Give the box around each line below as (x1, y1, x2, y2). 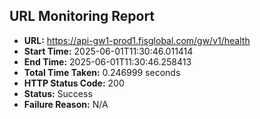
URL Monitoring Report (9, 8, 156, 25)
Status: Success (23, 87, 93, 99)
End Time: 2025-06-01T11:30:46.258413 (23, 55, 192, 68)
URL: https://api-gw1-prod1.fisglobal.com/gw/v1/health (23, 34, 251, 46)
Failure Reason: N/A (23, 98, 109, 110)
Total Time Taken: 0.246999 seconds (23, 66, 181, 78)
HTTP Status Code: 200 (23, 77, 125, 89)
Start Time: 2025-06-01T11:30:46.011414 (23, 45, 194, 57)
